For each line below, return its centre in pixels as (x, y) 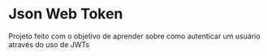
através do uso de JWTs (49, 44)
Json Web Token (66, 14)
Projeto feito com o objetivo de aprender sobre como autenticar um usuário (134, 36)
